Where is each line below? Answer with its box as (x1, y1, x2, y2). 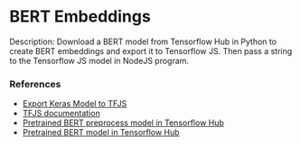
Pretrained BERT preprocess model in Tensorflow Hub (22, 117, 224, 128)
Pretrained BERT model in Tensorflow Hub (22, 127, 180, 138)
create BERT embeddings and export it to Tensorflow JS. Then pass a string (9, 45, 293, 56)
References (9, 78, 61, 90)
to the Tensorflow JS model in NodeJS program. (9, 55, 190, 66)
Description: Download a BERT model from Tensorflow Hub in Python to (9, 36, 277, 47)
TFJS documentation (22, 108, 101, 119)
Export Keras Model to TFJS (22, 98, 127, 109)
